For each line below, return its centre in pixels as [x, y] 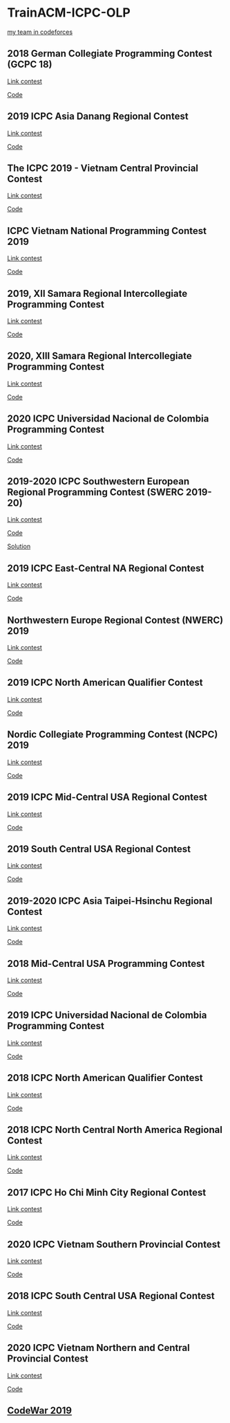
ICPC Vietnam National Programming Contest [107, 231]
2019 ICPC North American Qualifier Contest [105, 683]
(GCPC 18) [30, 65]
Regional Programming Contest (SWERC [96, 492]
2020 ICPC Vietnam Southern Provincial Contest [114, 1244]
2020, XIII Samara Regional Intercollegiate [99, 356]
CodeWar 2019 [40, 1411]
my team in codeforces [40, 32]
